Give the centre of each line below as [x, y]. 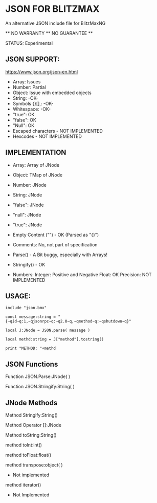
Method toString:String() [31, 435]
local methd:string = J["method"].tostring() [54, 339]
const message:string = [31, 317]
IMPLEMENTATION [36, 152]
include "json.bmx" [26, 308]
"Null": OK [24, 125]
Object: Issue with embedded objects [52, 93]
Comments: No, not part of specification [55, 244]
